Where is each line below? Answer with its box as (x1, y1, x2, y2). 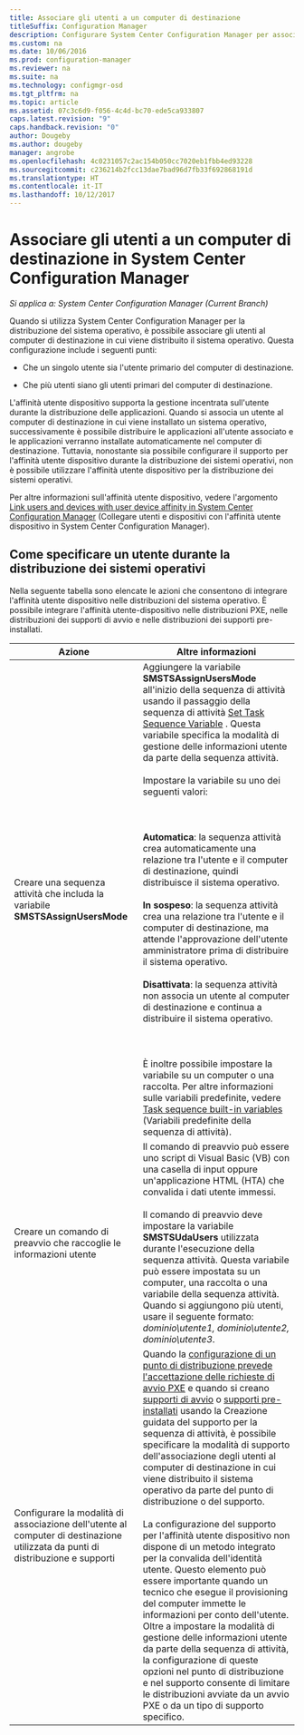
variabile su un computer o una (142, 1068, 274, 1081)
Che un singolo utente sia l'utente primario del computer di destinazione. (22, 362, 294, 373)
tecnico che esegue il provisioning (142, 1585, 289, 1598)
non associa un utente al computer (142, 989, 290, 1002)
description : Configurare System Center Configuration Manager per (9, 30, 270, 39)
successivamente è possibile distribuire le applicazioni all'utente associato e (9, 425, 294, 436)
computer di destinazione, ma (142, 921, 270, 934)
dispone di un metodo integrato (142, 1540, 276, 1553)
